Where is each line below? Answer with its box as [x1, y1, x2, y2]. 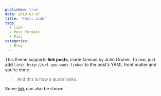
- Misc [9, 34, 23, 39]
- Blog [9, 43, 23, 48]
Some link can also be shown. [5, 85, 65, 91]
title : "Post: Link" [5, 16, 47, 21]
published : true [5, 7, 38, 12]
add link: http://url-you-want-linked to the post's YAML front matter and [5, 62, 157, 67]
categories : [5, 39, 29, 44]
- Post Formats [9, 30, 40, 34]
